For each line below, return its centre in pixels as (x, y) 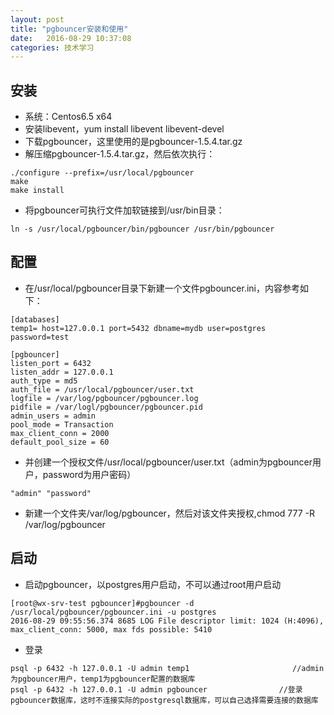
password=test (40, 337)
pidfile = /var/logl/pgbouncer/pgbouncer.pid (106, 407)
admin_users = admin (53, 416)
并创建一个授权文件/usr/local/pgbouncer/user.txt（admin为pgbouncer (168, 462)
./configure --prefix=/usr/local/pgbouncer (102, 173)
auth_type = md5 (44, 381)
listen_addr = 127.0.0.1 (62, 372)
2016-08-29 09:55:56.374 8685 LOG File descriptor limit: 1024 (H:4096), (167, 621)
